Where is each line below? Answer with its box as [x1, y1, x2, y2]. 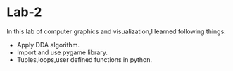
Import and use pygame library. [16, 48, 108, 56]
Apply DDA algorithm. [16, 40, 80, 49]
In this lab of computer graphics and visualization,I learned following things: [6, 27, 226, 35]
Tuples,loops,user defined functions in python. [16, 55, 153, 63]
